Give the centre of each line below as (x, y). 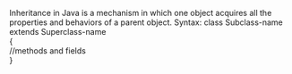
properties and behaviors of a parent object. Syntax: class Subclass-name (146, 22)
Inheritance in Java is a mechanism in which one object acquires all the (141, 13)
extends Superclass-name (58, 32)
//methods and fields (48, 51)
